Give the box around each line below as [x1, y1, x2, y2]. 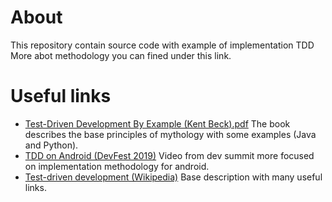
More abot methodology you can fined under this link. [10, 49, 232, 61]
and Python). [24, 139, 79, 151]
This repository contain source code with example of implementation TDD [10, 39, 315, 51]
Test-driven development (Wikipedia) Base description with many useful [24, 171, 323, 183]
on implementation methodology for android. [24, 160, 210, 172]
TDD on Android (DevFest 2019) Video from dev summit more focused [24, 149, 315, 161]
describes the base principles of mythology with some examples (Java [24, 128, 317, 140]
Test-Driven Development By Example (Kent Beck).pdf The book [24, 117, 291, 130]
